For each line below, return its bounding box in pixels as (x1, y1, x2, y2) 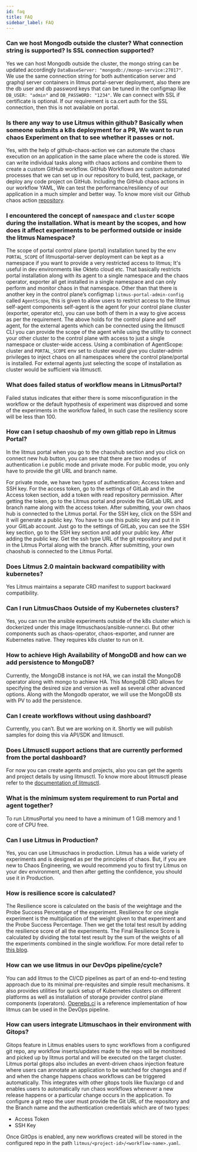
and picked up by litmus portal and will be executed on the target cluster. (6, 1053, 183, 1061)
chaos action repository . (6, 196, 65, 204)
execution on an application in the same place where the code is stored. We (6, 153, 190, 160)
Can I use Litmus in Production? (6, 836, 99, 844)
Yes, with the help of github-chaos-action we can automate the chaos (6, 146, 175, 153)
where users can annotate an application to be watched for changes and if (6, 1066, 187, 1074)
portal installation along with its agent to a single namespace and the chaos (6, 272, 189, 279)
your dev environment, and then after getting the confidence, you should (6, 868, 182, 875)
